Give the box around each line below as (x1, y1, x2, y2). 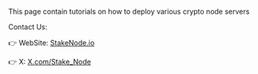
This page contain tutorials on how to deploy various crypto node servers (8, 7, 250, 16)
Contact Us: (8, 22, 48, 31)
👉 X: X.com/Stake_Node (8, 57, 92, 66)
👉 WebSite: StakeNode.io (8, 38, 95, 47)
